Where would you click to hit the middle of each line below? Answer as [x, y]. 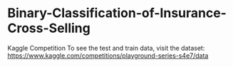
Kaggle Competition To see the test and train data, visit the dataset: [106, 48]
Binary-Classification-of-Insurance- [117, 13]
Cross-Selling [49, 28]
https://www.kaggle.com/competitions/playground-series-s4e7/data [108, 56]
